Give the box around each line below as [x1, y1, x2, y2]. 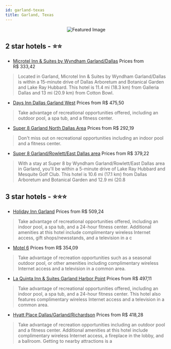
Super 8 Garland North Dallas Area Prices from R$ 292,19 [12, 125, 135, 131]
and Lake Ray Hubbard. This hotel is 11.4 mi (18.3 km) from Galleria [17, 84, 159, 90]
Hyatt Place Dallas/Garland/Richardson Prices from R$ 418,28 [12, 312, 144, 318]
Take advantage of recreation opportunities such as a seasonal [17, 255, 151, 261]
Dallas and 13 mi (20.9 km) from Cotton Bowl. [17, 90, 114, 96]
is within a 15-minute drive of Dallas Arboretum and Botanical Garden [17, 79, 164, 85]
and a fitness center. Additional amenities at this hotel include [17, 327, 148, 334]
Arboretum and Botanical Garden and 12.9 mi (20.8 [17, 177, 126, 183]
